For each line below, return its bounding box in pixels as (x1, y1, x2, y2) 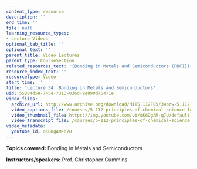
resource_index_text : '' (6, 69, 67, 75)
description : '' (6, 14, 46, 20)
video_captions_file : (11, 107, 64, 113)
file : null (6, 25, 33, 31)
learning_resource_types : (6, 31, 69, 36)
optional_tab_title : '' (6, 42, 64, 48)
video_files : (6, 96, 38, 102)
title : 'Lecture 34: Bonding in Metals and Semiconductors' (6, 85, 157, 91)
